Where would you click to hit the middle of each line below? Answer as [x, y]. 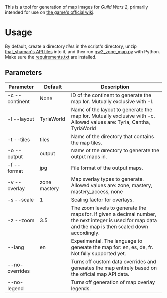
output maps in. [89, 156]
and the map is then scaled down [109, 226]
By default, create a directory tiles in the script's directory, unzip [71, 46]
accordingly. [85, 233]
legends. [81, 288]
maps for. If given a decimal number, [114, 214]
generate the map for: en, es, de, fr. [112, 247]
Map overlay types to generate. [107, 179]
